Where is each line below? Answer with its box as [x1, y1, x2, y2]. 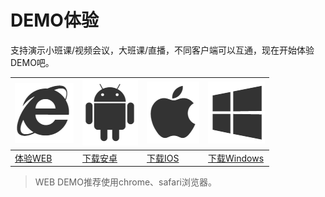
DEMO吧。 [10, 56, 55, 68]
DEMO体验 [10, 9, 99, 32]
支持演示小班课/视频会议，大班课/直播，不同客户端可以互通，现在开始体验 [10, 44, 315, 56]
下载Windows [208, 152, 265, 164]
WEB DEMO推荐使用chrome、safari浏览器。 [34, 176, 217, 188]
